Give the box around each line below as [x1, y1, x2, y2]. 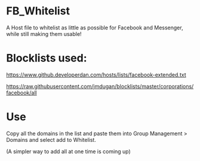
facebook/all [6, 89, 37, 96]
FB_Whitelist [6, 4, 70, 18]
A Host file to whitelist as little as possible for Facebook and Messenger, [6, 24, 183, 31]
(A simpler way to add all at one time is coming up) [6, 148, 131, 155]
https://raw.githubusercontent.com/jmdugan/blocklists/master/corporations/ [6, 83, 194, 90]
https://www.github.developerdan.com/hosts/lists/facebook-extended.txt [6, 71, 186, 78]
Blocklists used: [6, 51, 88, 65]
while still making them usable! [6, 30, 82, 37]
